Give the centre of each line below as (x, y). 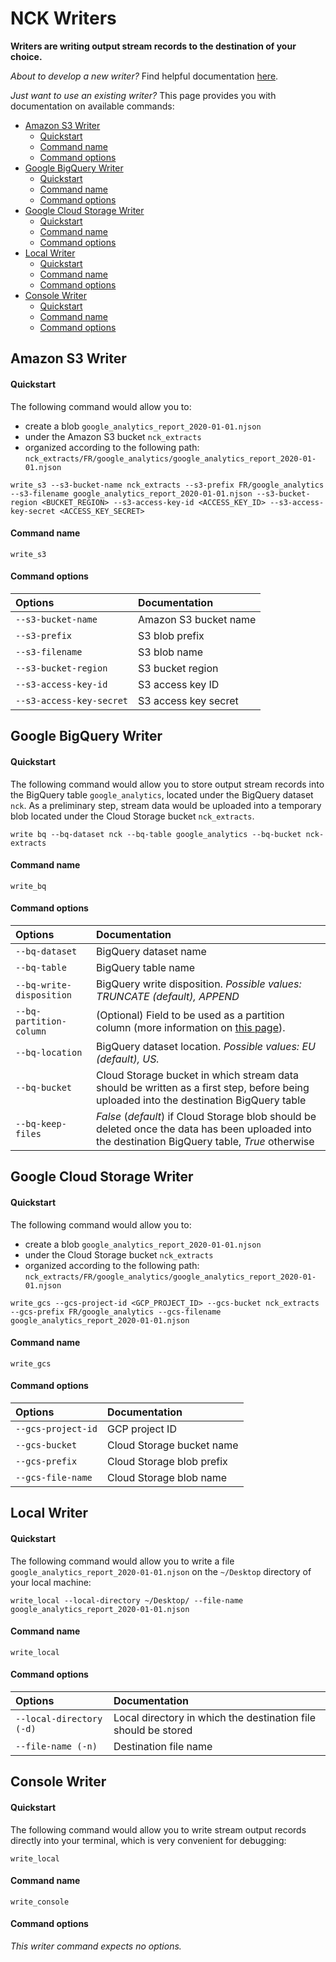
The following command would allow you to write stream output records (158, 1829)
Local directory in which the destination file (215, 1717)
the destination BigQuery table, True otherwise (205, 1141)
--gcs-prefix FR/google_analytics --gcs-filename (116, 1312)
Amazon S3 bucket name (197, 619)
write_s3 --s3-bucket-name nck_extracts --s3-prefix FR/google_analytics (167, 485)
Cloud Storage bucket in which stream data (198, 1075)
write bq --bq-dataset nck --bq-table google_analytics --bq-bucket (156, 834)
